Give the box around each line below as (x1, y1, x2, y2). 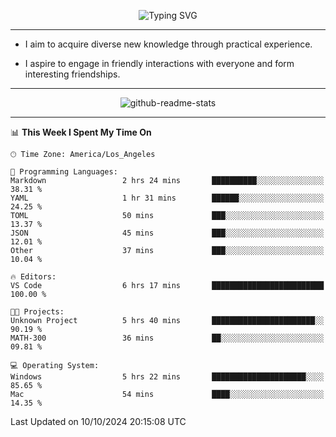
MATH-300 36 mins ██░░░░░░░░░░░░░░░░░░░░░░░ (10, 333, 325, 343)
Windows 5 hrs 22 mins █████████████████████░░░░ (10, 372, 325, 382)
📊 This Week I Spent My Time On (10, 126, 152, 138)
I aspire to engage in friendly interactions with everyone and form (24, 58, 295, 69)
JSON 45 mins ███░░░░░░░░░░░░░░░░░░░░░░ (10, 228, 325, 238)
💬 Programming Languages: (10, 167, 118, 177)
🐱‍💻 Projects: (10, 307, 65, 317)
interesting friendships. (24, 68, 121, 80)
